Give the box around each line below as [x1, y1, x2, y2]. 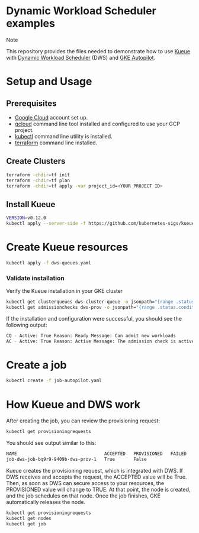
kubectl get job [6, 521, 46, 527]
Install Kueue [6, 199, 56, 209]
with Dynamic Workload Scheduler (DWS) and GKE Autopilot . [6, 54, 156, 61]
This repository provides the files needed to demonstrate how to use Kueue [6, 47, 191, 54]
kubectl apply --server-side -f [6, 221, 86, 227]
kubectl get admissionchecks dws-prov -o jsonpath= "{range [6, 304, 155, 310]
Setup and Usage [6, 75, 92, 88]
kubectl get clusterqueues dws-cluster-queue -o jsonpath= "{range [6, 299, 174, 305]
